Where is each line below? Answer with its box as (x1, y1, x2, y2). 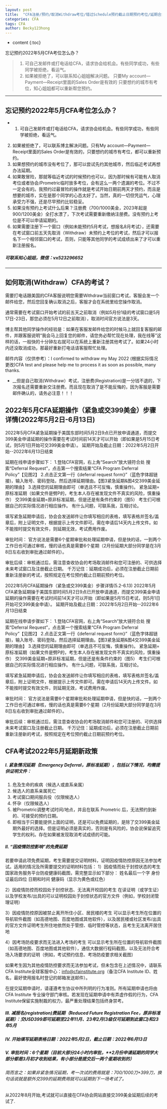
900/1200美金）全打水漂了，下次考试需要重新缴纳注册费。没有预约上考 (12, 211, 159, 217)
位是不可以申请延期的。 (12, 217, 61, 223)
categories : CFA (5, 16, 39, 21)
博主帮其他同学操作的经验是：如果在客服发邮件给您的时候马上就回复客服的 (5, 326, 158, 332)
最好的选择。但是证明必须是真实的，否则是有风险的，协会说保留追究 (21, 825, 161, 831)
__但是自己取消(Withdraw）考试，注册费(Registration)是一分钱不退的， (12, 377, 157, 383)
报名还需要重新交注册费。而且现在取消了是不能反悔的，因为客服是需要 (16, 384, 161, 390)
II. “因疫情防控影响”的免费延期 (5, 844, 68, 850)
